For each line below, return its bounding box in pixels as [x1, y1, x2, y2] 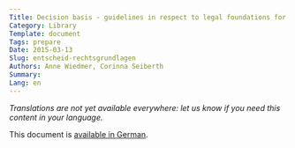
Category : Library [9, 21, 77, 30]
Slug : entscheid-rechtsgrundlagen [9, 54, 137, 63]
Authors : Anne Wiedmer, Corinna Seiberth [9, 63, 164, 71]
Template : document [9, 29, 81, 38]
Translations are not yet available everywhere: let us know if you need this [9, 102, 281, 113]
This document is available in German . [9, 129, 148, 139]
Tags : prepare [9, 37, 62, 47]
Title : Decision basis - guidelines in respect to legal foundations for [9, 12, 287, 22]
